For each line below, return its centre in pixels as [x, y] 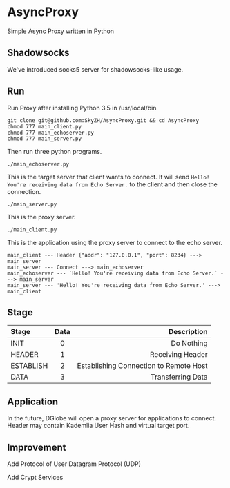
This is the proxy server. [41, 217]
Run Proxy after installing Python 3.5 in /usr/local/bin [82, 108]
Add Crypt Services [35, 477]
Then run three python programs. [55, 151]
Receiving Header [179, 355]
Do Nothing [190, 344]
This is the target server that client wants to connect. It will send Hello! [108, 177]
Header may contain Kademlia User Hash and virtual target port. [98, 426]
